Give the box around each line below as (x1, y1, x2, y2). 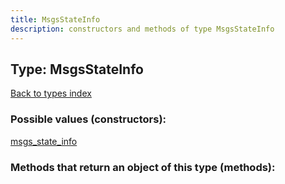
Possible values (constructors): (10, 112, 167, 126)
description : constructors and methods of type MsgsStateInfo (10, 24, 275, 34)
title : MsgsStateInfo (10, 14, 101, 25)
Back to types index (10, 87, 92, 100)
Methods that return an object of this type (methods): (10, 160, 276, 174)
